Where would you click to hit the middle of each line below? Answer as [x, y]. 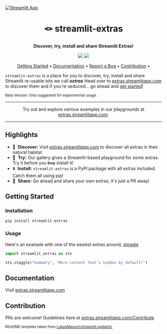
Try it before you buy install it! [43, 163]
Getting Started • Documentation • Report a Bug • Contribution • [83, 66]
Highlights [22, 135]
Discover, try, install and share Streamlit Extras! [83, 46]
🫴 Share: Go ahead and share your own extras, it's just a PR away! [81, 181]
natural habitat [27, 152]
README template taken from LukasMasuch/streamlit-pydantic [59, 327]
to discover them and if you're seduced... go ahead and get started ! [74, 86]
